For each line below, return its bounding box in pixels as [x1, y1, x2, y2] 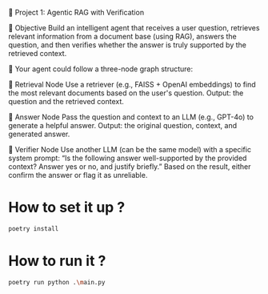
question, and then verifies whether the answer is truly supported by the [8, 40, 246, 50]
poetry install [8, 224, 59, 232]
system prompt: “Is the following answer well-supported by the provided [8, 153, 247, 163]
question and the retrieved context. [8, 97, 124, 106]
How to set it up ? [8, 199, 126, 216]
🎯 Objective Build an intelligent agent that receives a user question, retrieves [8, 23, 260, 32]
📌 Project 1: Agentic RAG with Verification [8, 8, 145, 17]
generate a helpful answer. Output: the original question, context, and [8, 121, 238, 130]
